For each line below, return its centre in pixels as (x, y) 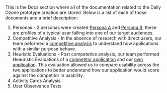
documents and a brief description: (41, 18)
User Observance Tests (37, 86)
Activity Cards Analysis (36, 80)
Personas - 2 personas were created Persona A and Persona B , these (85, 27)
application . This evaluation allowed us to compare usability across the (86, 65)
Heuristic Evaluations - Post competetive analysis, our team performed (86, 54)
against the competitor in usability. (48, 75)
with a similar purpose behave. (44, 49)
